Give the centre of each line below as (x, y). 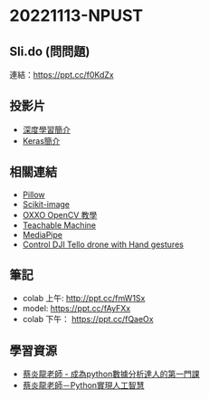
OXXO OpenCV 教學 (60, 214)
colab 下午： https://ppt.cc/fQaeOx (88, 319)
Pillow (33, 195)
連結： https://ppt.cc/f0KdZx (62, 75)
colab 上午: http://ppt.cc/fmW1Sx (84, 299)
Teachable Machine (59, 225)
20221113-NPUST (76, 16)
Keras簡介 (41, 140)
